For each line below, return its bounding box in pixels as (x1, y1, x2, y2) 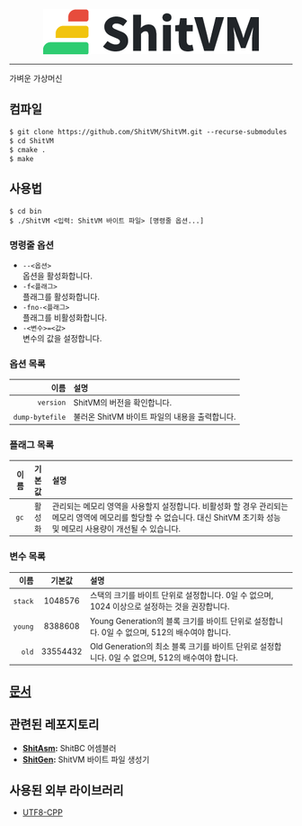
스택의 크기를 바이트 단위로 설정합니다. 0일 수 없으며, (89, 590, 274, 601)
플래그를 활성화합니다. (22, 291, 101, 302)
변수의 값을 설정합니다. (22, 332, 102, 343)
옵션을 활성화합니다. (22, 270, 93, 281)
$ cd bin (9, 206, 42, 215)
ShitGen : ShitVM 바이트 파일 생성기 (22, 754, 150, 765)
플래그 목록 (9, 439, 55, 451)
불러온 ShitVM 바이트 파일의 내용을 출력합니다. (73, 412, 236, 422)
